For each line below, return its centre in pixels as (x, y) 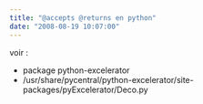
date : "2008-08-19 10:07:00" (65, 26)
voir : (19, 52)
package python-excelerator (76, 70)
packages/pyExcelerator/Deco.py (85, 89)
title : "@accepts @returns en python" (83, 18)
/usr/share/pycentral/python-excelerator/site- (108, 79)
